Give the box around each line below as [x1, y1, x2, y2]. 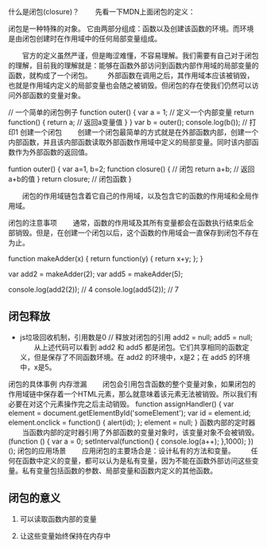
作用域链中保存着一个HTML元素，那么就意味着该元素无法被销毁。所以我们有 [8, 389, 258, 398]
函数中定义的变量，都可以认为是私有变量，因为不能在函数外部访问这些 [21, 456, 252, 465]
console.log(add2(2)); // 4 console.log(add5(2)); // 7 [8, 285, 179, 294]
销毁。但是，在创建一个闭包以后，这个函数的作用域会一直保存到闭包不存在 [14, 228, 259, 237]
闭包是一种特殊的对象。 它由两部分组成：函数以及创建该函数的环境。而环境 [8, 24, 254, 33]
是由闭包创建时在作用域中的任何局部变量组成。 [8, 34, 161, 43]
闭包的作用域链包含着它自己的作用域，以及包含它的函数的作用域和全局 [22, 191, 252, 201]
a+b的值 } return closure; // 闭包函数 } [8, 174, 133, 183]
